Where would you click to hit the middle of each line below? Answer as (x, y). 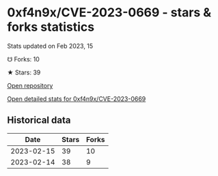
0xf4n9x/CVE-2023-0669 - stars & (109, 13)
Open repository (30, 85)
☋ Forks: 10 (23, 59)
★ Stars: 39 (24, 72)
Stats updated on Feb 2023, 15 (50, 46)
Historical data (39, 120)
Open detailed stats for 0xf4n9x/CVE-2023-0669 (77, 99)
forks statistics (51, 27)
